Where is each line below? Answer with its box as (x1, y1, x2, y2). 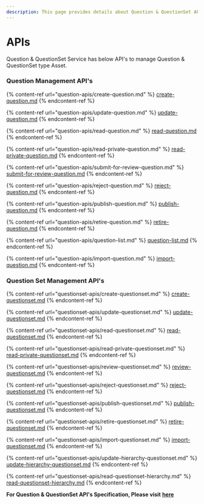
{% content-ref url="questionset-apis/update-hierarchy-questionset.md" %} (6, 454, 197, 462)
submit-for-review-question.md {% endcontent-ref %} (6, 170, 143, 177)
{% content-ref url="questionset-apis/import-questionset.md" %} (6, 436, 171, 444)
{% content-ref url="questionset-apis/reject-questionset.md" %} (6, 381, 169, 389)
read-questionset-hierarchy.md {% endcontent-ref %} (6, 479, 142, 486)
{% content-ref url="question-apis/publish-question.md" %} (6, 200, 158, 207)
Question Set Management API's (6, 276, 104, 285)
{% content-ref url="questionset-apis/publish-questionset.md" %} (6, 399, 173, 407)
